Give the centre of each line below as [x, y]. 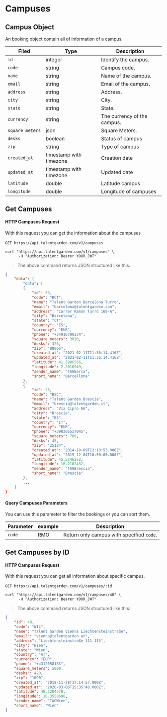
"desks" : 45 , [45, 441]
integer [54, 59]
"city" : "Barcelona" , [54, 316]
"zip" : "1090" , [30, 678]
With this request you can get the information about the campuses [73, 233]
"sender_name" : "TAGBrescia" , [63, 469]
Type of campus [120, 147]
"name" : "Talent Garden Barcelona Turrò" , [76, 302]
